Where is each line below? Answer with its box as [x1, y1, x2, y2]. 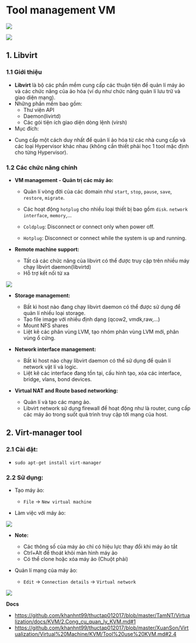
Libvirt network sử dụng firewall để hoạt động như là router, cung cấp [23, 405, 191, 412]
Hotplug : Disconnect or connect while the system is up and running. [23, 234, 187, 241]
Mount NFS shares [23, 321, 68, 329]
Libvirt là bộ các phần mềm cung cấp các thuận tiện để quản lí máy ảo [14, 81, 185, 88]
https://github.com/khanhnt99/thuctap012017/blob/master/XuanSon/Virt [14, 624, 189, 631]
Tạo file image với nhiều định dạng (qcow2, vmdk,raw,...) [23, 316, 160, 323]
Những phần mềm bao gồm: [14, 100, 82, 107]
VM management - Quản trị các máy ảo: [14, 176, 114, 183]
